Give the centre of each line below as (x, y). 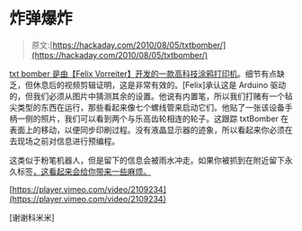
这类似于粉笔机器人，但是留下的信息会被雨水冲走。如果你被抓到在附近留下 (147, 160)
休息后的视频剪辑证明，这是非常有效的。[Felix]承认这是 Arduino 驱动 (159, 84)
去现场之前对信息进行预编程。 (64, 141)
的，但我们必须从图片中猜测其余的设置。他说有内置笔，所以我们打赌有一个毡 (151, 96)
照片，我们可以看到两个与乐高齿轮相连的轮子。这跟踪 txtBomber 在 (164, 119)
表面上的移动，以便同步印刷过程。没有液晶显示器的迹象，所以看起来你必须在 (151, 129)
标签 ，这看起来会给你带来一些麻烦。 (84, 171)
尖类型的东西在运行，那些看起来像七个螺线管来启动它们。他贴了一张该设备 (147, 107)
